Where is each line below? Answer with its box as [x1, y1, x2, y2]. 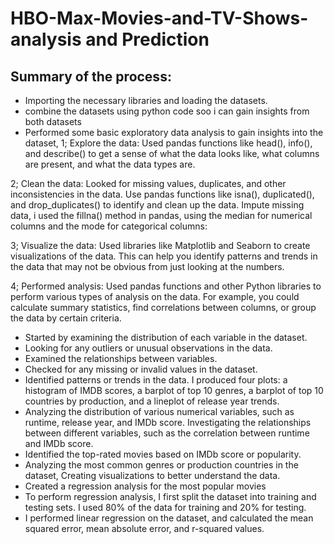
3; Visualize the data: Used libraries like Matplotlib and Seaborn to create [10, 240, 311, 251]
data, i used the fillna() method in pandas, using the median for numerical [10, 210, 313, 221]
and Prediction [85, 28, 210, 51]
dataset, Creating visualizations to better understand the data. [24, 470, 281, 481]
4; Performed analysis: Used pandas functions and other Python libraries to [10, 280, 322, 292]
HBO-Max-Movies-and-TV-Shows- [10, 7, 309, 30]
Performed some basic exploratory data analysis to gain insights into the [24, 127, 324, 138]
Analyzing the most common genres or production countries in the [24, 459, 299, 471]
